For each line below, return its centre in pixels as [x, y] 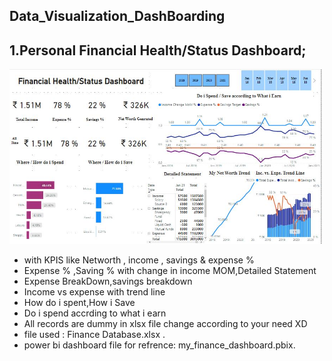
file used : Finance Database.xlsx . [94, 334]
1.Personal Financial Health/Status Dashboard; [158, 50]
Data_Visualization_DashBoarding [117, 16]
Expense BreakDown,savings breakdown [108, 281]
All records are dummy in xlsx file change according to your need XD [165, 323]
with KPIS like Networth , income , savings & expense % [139, 260]
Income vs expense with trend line [94, 291]
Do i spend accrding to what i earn [95, 313]
